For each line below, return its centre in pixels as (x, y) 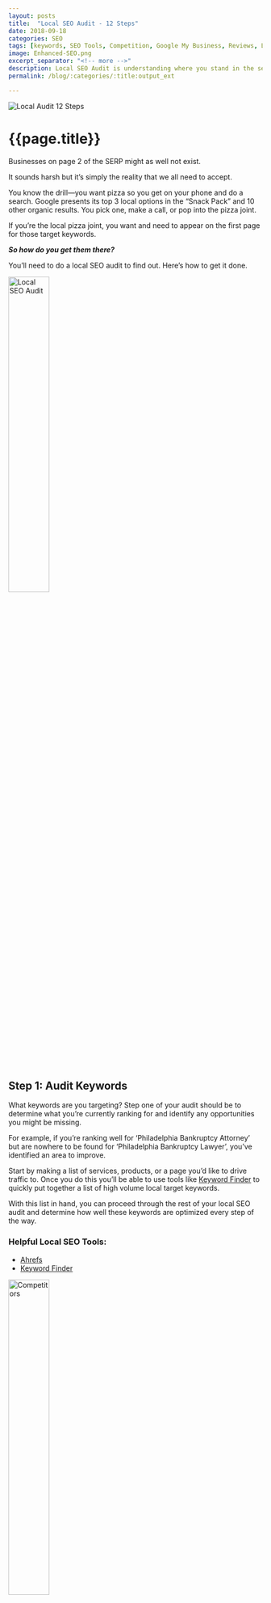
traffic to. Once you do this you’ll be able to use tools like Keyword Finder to (134, 1179)
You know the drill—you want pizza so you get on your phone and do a (126, 192)
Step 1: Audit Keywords (68, 1085)
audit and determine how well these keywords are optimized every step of (131, 1213)
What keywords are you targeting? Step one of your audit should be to (125, 1105)
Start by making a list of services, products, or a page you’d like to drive (128, 1171)
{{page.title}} (54, 139)
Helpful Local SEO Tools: (58, 1242)
